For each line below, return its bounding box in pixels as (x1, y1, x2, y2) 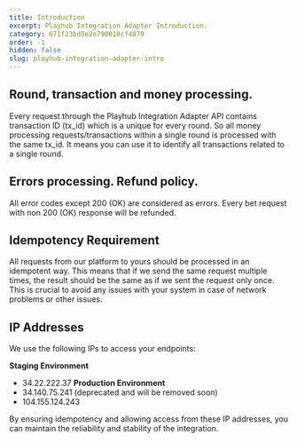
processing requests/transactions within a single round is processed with (9, 130, 277, 140)
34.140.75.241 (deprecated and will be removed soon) (21, 387, 219, 398)
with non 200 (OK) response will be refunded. (9, 207, 176, 217)
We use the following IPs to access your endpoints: (9, 343, 197, 354)
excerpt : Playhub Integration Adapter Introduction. (9, 21, 208, 30)
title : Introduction (9, 12, 86, 22)
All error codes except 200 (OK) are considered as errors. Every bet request (9, 197, 287, 209)
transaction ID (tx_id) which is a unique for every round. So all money (9, 120, 262, 130)
